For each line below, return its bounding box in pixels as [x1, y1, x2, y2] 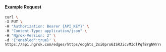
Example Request [4, 4, 42, 10]
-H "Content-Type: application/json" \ [4, 28, 87, 33]
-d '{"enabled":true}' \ [4, 37, 56, 43]
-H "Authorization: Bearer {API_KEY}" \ [4, 24, 90, 29]
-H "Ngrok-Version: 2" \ [4, 33, 56, 38]
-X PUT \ [4, 20, 23, 25]
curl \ [4, 15, 18, 20]
